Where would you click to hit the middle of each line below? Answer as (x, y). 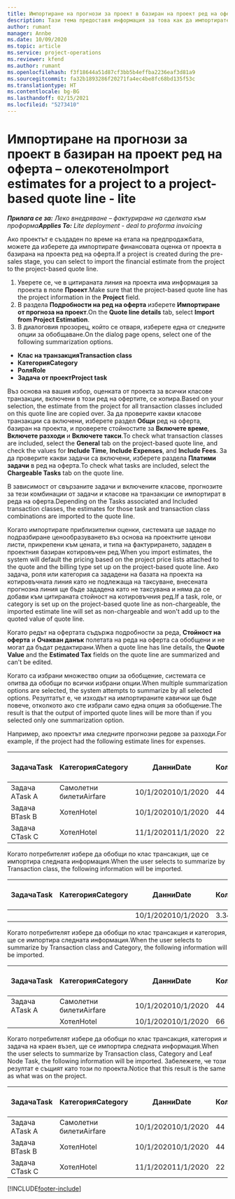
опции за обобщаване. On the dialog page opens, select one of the (114, 334)
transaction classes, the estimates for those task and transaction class (109, 508)
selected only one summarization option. (66, 720)
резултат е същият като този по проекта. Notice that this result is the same (116, 1068)
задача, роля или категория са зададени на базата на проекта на (105, 574)
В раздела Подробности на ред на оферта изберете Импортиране (119, 304)
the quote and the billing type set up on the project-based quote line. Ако (113, 566)
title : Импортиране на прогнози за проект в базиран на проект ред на (112, 14)
